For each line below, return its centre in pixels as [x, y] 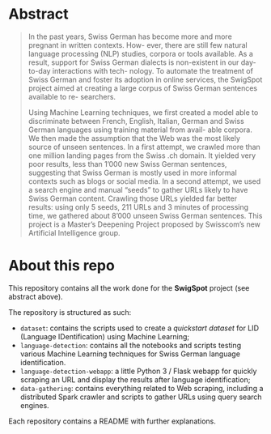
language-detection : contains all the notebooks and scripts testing [130, 345]
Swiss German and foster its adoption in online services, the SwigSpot [145, 79]
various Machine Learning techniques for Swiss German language [130, 354]
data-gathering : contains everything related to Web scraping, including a [142, 388]
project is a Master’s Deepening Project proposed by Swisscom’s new [144, 224]
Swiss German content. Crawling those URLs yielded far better [132, 198]
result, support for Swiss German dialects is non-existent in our [133, 62]
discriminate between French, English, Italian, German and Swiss [136, 121]
